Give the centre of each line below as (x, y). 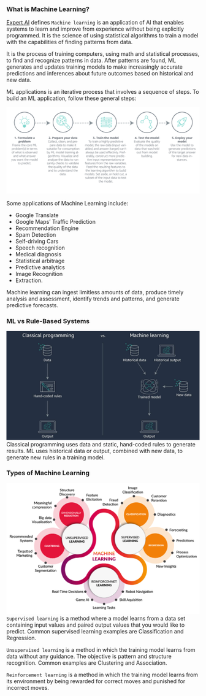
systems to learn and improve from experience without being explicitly (95, 29)
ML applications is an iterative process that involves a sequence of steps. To (103, 92)
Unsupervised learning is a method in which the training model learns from (101, 649)
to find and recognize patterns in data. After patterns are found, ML (91, 61)
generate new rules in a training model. (56, 457)
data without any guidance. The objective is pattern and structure (89, 656)
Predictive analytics (40, 267)
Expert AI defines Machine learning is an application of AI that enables (95, 23)
